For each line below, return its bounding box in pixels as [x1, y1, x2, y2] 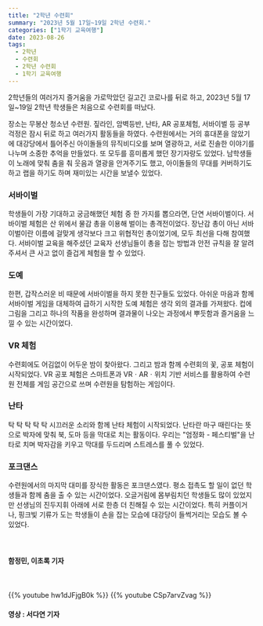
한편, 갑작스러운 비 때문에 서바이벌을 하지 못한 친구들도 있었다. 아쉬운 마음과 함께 [8, 289, 254, 298]
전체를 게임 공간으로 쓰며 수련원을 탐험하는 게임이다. [16, 379, 175, 389]
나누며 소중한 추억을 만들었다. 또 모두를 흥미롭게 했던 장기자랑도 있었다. [8, 148, 225, 158]
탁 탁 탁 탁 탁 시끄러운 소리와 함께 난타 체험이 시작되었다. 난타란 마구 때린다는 [8, 419, 244, 429]
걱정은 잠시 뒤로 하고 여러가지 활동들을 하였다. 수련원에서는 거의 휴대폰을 [8, 129, 229, 138]
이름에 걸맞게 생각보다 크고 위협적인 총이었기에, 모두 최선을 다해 [34, 229, 229, 238]
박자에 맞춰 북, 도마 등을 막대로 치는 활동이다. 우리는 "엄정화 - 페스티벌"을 [22, 430, 247, 439]
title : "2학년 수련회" [8, 11, 74, 20]
